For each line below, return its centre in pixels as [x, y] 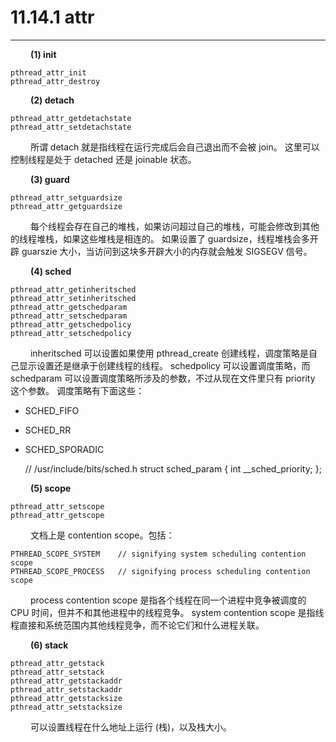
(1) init [43, 54]
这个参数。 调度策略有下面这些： [77, 390]
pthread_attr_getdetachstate [71, 118]
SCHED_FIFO [52, 410]
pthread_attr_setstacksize [66, 707]
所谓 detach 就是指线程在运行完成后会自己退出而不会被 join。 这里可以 [174, 147]
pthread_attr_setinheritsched [73, 298]
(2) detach [52, 100]
